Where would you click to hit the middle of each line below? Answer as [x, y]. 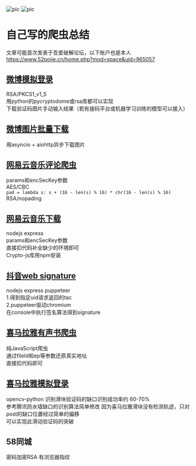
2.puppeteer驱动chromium [39, 305]
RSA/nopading [24, 198]
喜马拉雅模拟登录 [37, 384]
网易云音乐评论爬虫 [41, 165]
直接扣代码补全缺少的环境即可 [42, 248]
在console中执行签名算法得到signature [53, 312]
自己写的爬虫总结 [48, 35]
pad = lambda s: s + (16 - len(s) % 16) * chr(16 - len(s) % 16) [88, 193]
